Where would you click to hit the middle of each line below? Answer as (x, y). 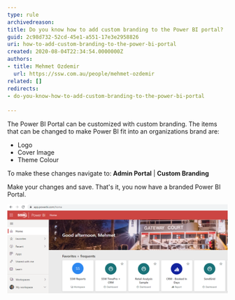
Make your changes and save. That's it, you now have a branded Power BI (114, 187)
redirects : (23, 88)
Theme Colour (38, 160)
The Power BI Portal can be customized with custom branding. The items (112, 124)
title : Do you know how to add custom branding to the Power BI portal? (115, 29)
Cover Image (36, 152)
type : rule (23, 15)
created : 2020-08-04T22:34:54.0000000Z (65, 52)
